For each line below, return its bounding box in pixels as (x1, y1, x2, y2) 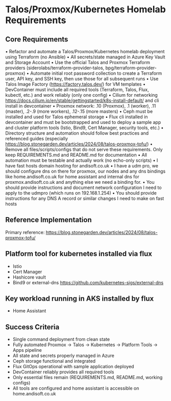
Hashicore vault (12, 274, 46, 280)
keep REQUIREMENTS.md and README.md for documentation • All (5, 152, 147, 158)
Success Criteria (5, 323, 60, 331)
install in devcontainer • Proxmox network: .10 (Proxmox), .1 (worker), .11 (5, 103, 156, 109)
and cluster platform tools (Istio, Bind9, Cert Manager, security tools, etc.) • (5, 124, 164, 131)
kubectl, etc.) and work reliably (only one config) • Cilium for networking (5, 92, 158, 98)
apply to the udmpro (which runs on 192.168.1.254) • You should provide (5, 190, 157, 196)
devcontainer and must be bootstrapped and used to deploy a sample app (5, 119, 161, 125)
